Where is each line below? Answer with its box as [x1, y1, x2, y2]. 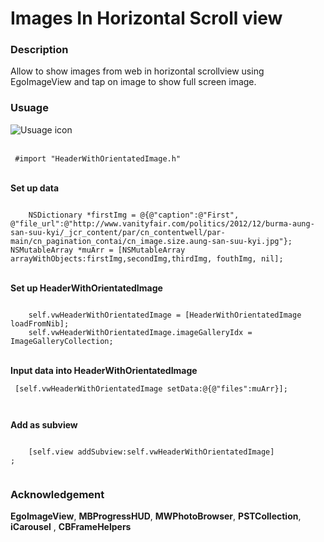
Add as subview [10, 418, 78, 431]
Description [10, 43, 69, 57]
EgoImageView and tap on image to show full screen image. [10, 76, 257, 88]
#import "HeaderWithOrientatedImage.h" [14, 153, 182, 164]
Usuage [10, 101, 49, 115]
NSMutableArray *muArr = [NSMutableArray [10, 245, 186, 255]
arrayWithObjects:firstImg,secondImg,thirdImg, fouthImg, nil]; [10, 253, 284, 264]
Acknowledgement [10, 487, 105, 501]
